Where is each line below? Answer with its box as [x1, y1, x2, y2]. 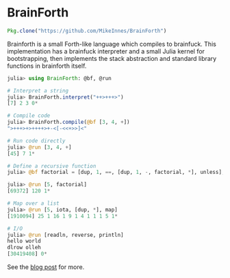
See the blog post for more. [7, 263, 85, 271]
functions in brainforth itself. [7, 62, 87, 70]
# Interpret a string [7, 87, 69, 94]
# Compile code [7, 112, 51, 119]
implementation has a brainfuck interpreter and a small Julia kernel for [7, 47, 205, 55]
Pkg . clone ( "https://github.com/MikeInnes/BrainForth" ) [7, 27, 167, 34]
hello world [7, 238, 41, 244]
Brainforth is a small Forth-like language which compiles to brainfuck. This [7, 40, 217, 48]
